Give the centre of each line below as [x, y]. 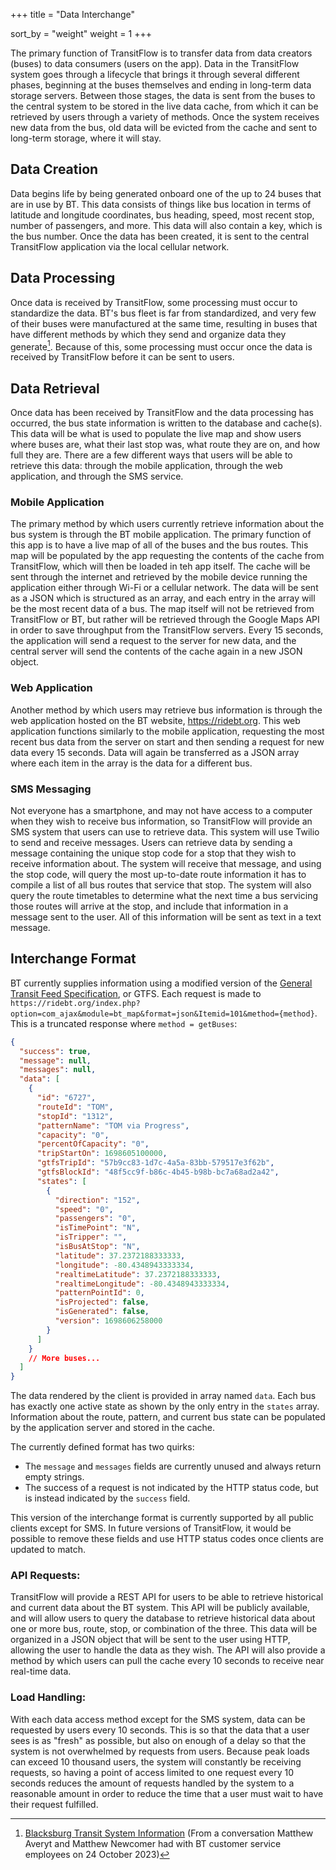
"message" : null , [55, 1060]
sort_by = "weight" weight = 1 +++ [81, 33]
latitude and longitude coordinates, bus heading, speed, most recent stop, [162, 215]
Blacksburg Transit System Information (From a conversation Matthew [169, 1833]
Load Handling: [48, 1697]
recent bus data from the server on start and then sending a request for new [167, 741]
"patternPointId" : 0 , [99, 1293]
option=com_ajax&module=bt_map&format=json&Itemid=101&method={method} [162, 1014]
